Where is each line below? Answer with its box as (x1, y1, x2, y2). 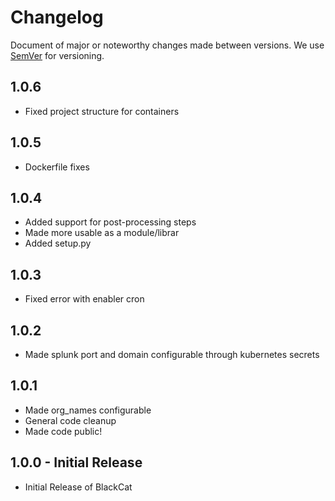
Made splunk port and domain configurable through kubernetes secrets (24, 349, 320, 360)
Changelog (10, 6, 104, 29)
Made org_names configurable (24, 404, 152, 416)
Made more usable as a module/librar (24, 227, 180, 239)
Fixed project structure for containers (24, 105, 180, 117)
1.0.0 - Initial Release (10, 454, 143, 471)
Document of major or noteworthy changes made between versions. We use (10, 39, 325, 51)
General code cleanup (24, 414, 117, 426)
